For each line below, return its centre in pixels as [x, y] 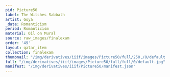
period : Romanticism [27, 29]
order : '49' [18, 43]
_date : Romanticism [26, 24]
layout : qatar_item [26, 48]
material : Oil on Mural [31, 33]
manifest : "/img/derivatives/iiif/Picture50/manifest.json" [71, 66]
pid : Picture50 [21, 10]
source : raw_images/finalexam [38, 38]
